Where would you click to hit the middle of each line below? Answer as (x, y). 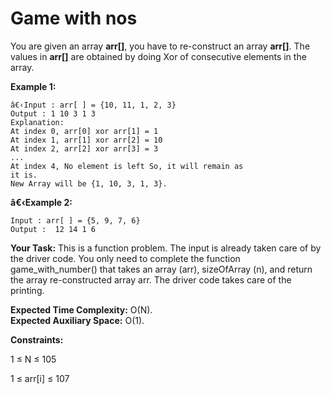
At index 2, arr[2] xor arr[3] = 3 (84, 148)
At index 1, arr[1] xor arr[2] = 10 (86, 140)
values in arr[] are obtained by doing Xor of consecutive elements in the (158, 56)
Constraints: (37, 339)
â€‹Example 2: (41, 202)
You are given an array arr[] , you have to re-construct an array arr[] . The (160, 46)
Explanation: (37, 122)
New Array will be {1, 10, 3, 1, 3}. (89, 183)
